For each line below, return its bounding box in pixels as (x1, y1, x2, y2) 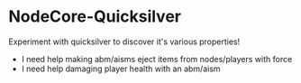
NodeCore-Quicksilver (8, 6, 182, 27)
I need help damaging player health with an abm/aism (21, 63, 222, 74)
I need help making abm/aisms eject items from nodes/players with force (21, 53, 293, 64)
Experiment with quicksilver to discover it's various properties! (8, 36, 241, 47)
